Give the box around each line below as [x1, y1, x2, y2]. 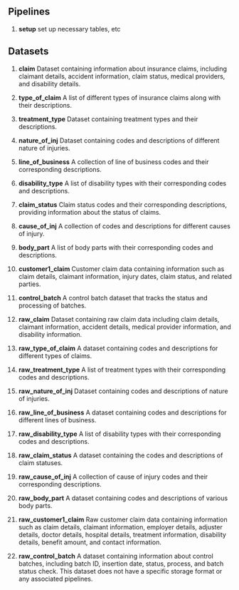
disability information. [18, 330, 83, 338]
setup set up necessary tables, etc [18, 24, 121, 33]
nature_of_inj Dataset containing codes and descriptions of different [18, 136, 220, 145]
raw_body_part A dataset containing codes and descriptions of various [18, 494, 228, 502]
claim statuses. [18, 458, 63, 467]
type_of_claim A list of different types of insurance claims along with [18, 93, 221, 102]
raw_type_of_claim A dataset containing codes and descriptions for [18, 344, 218, 352]
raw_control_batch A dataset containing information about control [18, 551, 214, 560]
